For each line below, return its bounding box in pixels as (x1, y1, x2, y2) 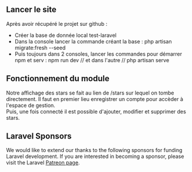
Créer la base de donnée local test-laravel (14, 32, 117, 39)
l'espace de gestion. (6, 102, 56, 109)
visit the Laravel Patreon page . (6, 159, 80, 166)
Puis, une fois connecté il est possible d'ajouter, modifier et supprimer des (6, 108, 187, 115)
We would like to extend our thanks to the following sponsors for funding (6, 147, 183, 154)
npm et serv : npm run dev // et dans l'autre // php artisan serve (14, 56, 170, 63)
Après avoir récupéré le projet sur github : (6, 20, 108, 27)
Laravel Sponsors (6, 131, 72, 141)
